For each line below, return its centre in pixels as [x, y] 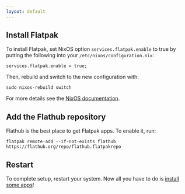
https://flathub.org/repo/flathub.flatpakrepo [64, 147]
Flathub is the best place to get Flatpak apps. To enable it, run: [81, 131]
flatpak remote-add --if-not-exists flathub [61, 142]
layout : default [26, 11]
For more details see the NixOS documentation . [63, 98]
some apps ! [20, 185]
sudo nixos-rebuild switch [39, 88]
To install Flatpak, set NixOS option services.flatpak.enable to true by [91, 49]
